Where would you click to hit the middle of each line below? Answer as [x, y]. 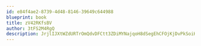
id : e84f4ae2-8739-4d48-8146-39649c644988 [60, 12]
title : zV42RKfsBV [29, 23]
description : [22, 34]
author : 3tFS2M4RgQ [31, 28]
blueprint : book [26, 17]
